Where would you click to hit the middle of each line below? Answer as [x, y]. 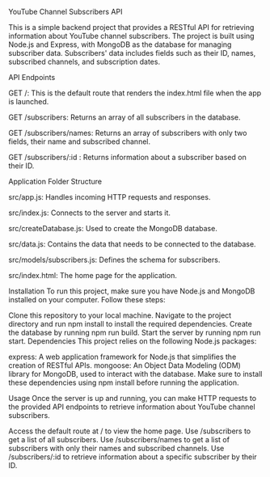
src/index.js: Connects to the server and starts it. [90, 213]
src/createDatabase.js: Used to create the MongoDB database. [113, 228]
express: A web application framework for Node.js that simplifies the [122, 357]
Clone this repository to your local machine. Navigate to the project [120, 315]
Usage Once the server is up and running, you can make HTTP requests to [133, 398]
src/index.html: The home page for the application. [93, 275]
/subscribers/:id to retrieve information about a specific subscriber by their [133, 457]
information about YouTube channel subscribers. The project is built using [131, 36]
